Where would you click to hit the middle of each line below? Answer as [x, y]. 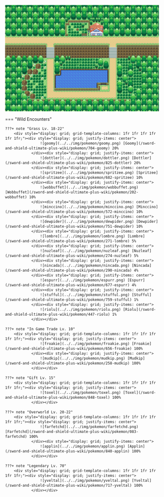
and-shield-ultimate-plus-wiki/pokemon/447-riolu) [58, 314]
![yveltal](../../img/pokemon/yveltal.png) [85, 480]
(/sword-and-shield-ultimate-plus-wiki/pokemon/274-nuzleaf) [69, 256]
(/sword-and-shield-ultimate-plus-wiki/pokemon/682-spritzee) [70, 177]
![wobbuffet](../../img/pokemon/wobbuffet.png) [89, 187]
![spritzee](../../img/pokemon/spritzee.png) [87, 173]
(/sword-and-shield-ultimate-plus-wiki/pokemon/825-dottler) [69, 163]
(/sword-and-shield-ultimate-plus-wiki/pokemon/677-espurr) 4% [71, 285]
